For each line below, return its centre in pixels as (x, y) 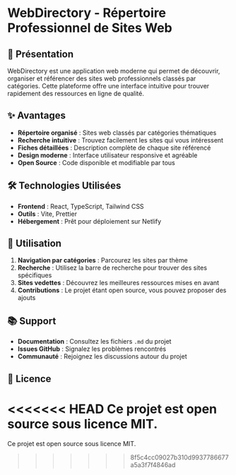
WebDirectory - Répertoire (87, 13)
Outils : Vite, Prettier (47, 214)
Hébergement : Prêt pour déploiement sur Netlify (89, 221)
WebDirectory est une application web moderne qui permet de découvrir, (114, 71)
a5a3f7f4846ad (153, 464)
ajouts (26, 298)
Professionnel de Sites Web (90, 28)
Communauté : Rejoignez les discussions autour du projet (102, 356)
